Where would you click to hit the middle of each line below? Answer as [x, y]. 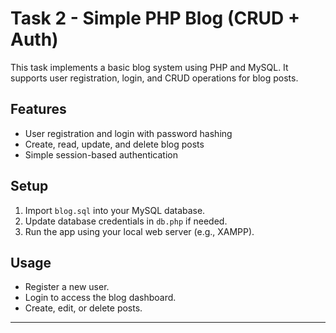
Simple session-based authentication [101, 154]
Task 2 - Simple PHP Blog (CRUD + [155, 18]
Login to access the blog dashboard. [100, 298]
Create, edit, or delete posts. [83, 308]
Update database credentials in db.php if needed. [126, 221]
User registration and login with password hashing [128, 133]
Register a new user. [67, 287]
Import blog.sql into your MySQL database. [115, 210]
